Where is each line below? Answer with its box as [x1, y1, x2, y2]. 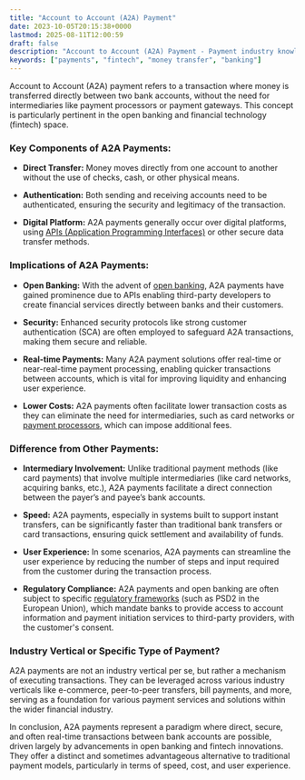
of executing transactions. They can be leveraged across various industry [9, 675, 285, 686]
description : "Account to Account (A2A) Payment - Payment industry [9, 47, 274, 56]
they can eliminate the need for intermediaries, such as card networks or [22, 410, 295, 421]
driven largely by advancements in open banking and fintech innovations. [9, 741, 284, 752]
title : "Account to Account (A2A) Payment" [9, 13, 177, 23]
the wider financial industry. [9, 704, 113, 715]
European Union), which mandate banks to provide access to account [22, 602, 284, 614]
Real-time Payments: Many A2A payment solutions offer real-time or [22, 354, 281, 365]
